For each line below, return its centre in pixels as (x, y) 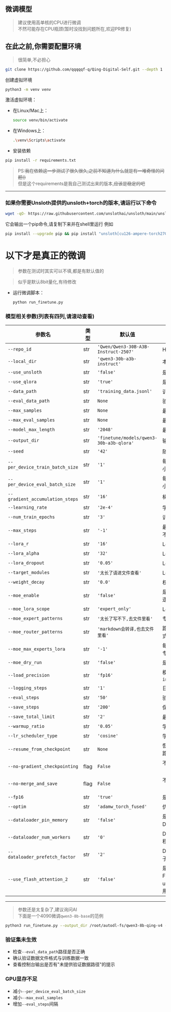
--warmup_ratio (26, 726)
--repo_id (20, 349)
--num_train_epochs (31, 517)
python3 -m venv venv (28, 89)
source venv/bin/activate (40, 120)
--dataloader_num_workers (39, 837)
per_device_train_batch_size (43, 467)
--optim (17, 807)
